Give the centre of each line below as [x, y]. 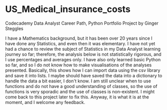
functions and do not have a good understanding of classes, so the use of [81, 86]
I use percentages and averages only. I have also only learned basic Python [83, 59]
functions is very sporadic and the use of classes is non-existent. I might [80, 91]
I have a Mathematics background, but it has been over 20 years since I [79, 38]
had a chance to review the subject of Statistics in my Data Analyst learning [83, 49]
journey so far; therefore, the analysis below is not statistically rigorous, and [83, 54]
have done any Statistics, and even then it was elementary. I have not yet [80, 43]
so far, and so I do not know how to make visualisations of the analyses [78, 65]
